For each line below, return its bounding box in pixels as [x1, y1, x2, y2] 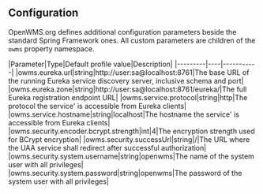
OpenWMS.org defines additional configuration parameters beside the [8, 27, 237, 36]
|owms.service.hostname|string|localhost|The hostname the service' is [8, 110, 239, 119]
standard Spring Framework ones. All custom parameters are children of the [8, 35, 256, 45]
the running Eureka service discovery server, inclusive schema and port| [8, 76, 244, 85]
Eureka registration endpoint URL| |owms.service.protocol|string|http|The [8, 92, 248, 102]
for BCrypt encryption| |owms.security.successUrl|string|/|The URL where [8, 134, 250, 144]
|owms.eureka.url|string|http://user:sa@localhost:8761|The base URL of [15, 67, 250, 77]
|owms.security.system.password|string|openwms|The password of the [8, 168, 242, 177]
